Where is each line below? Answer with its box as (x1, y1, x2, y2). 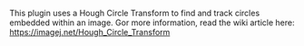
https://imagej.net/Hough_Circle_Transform (9, 27, 171, 37)
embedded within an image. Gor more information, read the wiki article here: (9, 17, 295, 28)
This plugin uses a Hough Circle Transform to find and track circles (9, 8, 260, 18)
